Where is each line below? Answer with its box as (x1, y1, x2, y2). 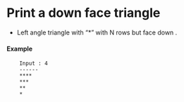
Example (6, 44, 33, 53)
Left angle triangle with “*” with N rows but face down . (16, 28, 178, 37)
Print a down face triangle (6, 5, 161, 21)
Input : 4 (19, 60, 49, 68)
